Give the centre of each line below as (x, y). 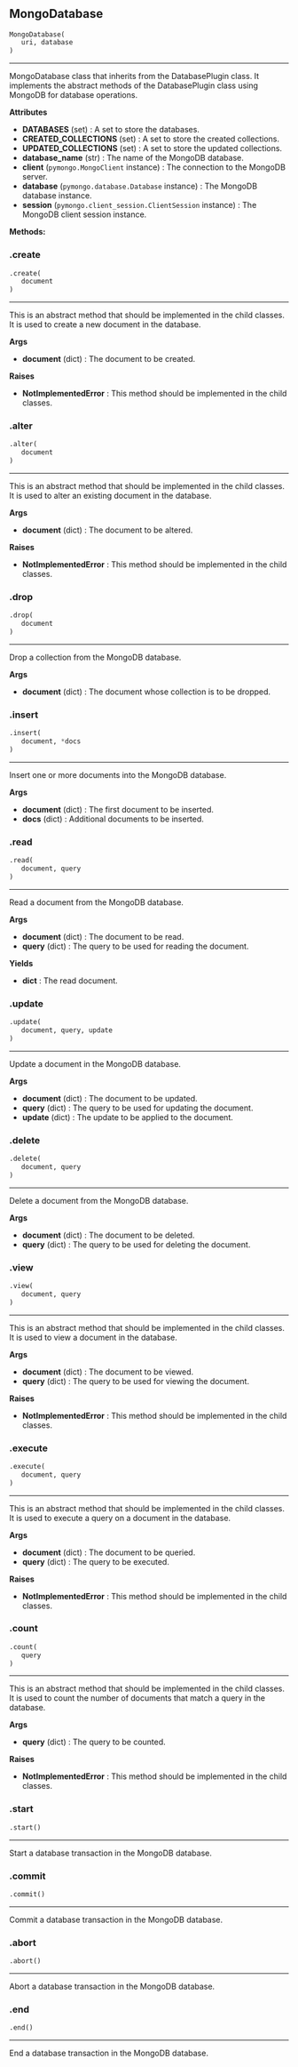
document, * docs (51, 741)
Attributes (28, 112)
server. (35, 177)
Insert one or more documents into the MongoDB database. (118, 774)
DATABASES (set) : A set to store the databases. (110, 130)
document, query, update (67, 1030)
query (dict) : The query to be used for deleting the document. (136, 1244)
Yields (21, 963)
